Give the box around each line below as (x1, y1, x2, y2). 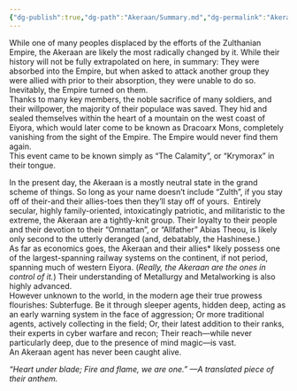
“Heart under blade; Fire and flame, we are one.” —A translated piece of (9, 364, 274, 374)
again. (9, 141, 33, 152)
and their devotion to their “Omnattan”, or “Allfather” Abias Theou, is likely (9, 223, 278, 235)
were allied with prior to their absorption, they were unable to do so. (9, 74, 256, 85)
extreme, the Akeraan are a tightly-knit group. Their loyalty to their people (9, 215, 278, 225)
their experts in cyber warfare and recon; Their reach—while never (9, 327, 253, 338)
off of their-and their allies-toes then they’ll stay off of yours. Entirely (9, 196, 262, 207)
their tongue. (9, 160, 56, 170)
